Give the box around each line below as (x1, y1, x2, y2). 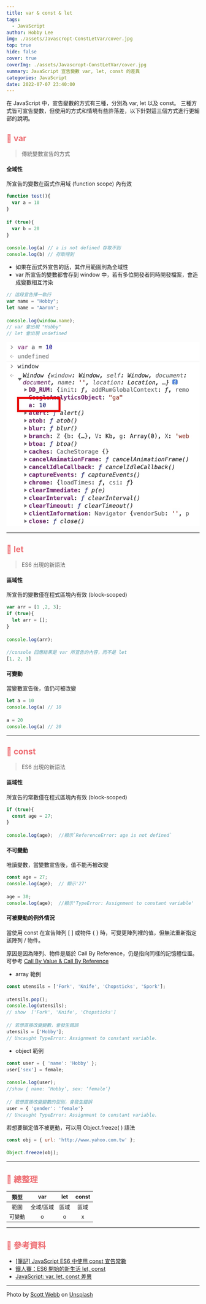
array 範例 (15, 970, 41, 977)
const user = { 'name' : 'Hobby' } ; (6, 1060, 97, 1066)
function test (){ (6, 193, 51, 200)
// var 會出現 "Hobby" (6, 324, 62, 330)
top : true (6, 42, 32, 49)
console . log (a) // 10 (6, 704, 62, 710)
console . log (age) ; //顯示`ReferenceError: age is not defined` (6, 832, 172, 839)
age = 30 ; (6, 893, 32, 899)
